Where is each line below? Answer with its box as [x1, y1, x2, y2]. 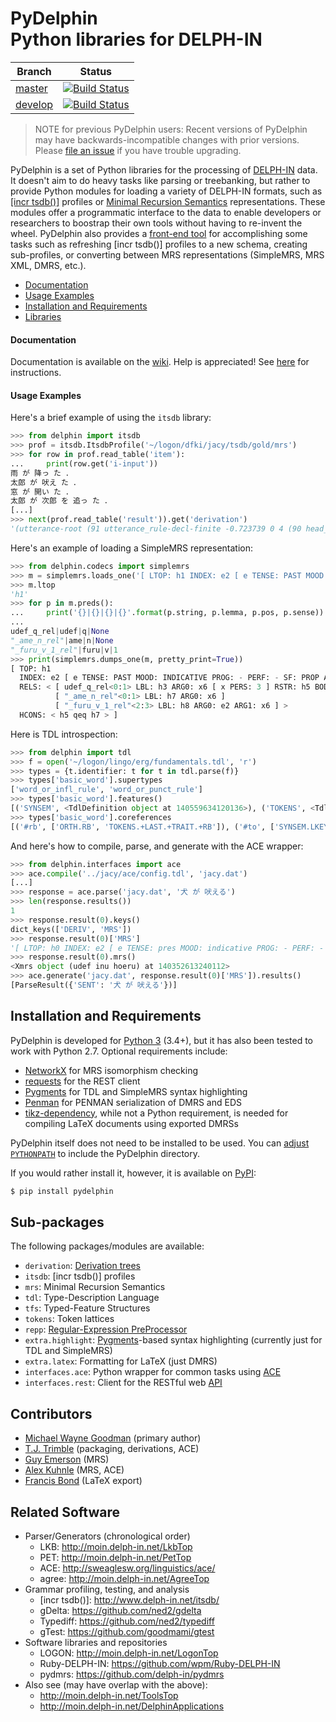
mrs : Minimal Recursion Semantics [24, 1281, 166, 1293]
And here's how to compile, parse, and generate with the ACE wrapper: [10, 840, 304, 852]
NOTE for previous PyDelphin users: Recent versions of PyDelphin [34, 123, 308, 135]
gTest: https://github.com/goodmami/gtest [39, 1626, 215, 1638]
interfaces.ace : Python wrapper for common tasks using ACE [24, 1366, 282, 1378]
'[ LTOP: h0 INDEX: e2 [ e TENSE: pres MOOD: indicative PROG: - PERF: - [10, 943, 325, 953]
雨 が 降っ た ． [10, 468, 73, 478]
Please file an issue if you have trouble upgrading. [34, 144, 242, 156]
